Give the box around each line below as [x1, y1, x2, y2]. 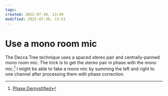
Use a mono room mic [5, 38, 97, 49]
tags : [5, 7, 16, 12]
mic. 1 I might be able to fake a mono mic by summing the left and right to [5, 65, 155, 72]
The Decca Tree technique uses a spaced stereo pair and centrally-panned [5, 54, 160, 60]
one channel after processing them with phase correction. [5, 71, 125, 77]
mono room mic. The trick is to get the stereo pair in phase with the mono [5, 60, 156, 66]
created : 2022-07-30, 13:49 [5, 12, 64, 17]
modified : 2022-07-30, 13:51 [5, 16, 66, 21]
